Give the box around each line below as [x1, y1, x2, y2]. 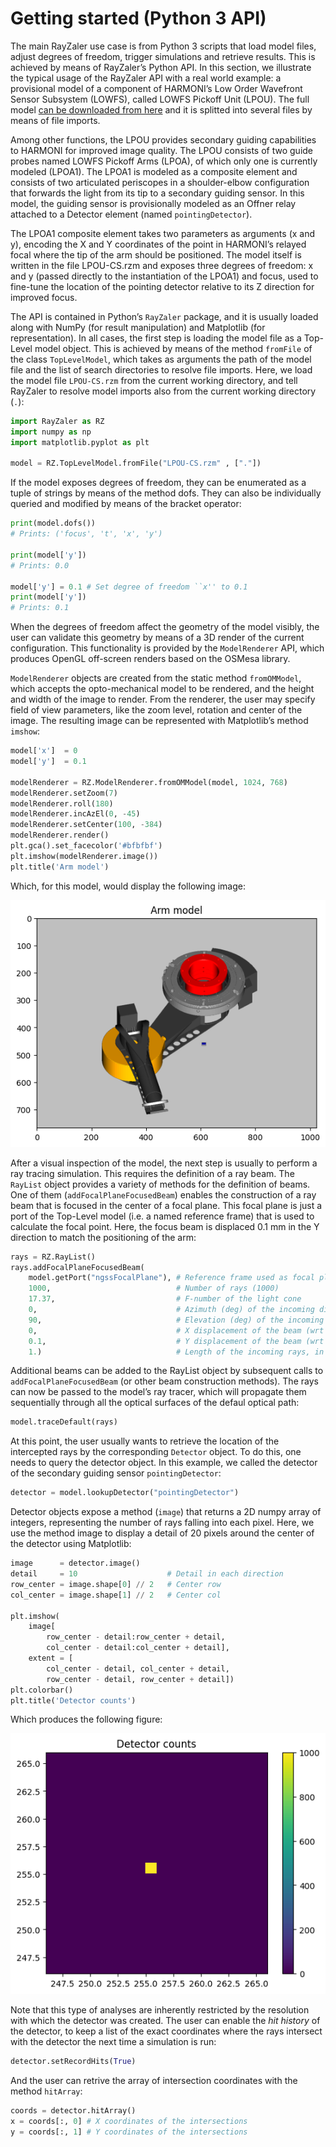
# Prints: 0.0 [10, 560, 70, 571]
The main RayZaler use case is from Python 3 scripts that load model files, [10, 40, 317, 52]
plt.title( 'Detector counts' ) [10, 1695, 137, 1706]
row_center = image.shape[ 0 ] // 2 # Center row [10, 1579, 222, 1589]
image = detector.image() [10, 1558, 141, 1569]
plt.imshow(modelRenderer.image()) [10, 851, 159, 861]
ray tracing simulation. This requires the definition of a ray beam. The [10, 1167, 295, 1179]
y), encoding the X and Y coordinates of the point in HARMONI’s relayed [10, 238, 307, 250]
